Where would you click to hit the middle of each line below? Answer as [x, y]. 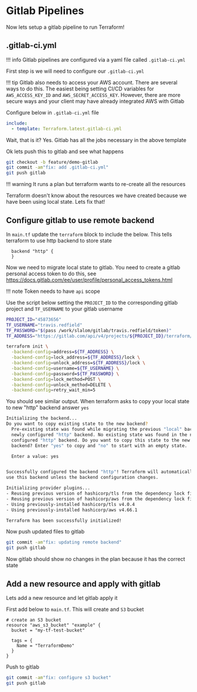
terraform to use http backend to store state [59, 240]
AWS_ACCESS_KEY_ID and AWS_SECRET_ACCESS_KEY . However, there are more [93, 94]
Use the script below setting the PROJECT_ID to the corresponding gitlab [92, 302]
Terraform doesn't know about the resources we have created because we [96, 195]
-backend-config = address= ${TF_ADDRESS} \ [63, 352]
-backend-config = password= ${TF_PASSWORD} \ [65, 374]
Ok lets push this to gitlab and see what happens [65, 151]
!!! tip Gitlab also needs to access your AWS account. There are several [92, 82]
